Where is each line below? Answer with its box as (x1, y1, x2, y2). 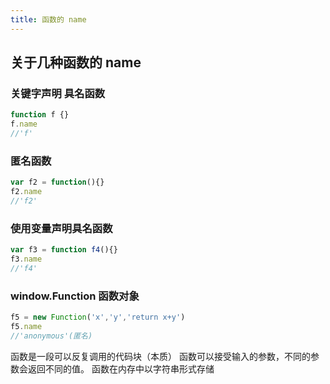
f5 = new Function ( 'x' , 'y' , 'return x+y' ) (10, 312, 186, 323)
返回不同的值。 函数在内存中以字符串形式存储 (27, 362, 215, 375)
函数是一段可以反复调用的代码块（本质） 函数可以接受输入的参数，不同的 (10, 350, 311, 362)
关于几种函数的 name (10, 54, 142, 71)
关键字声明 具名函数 (10, 86, 106, 100)
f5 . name (10, 321, 43, 331)
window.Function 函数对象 (10, 289, 140, 303)
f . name (10, 119, 38, 130)
